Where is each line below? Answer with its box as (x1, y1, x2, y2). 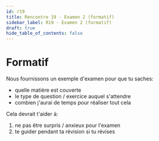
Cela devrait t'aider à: (6, 110, 58, 117)
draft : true (6, 25, 35, 31)
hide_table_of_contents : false (6, 31, 83, 36)
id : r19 (6, 8, 25, 15)
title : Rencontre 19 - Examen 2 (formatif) (6, 14, 115, 20)
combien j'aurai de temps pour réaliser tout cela (14, 99, 131, 106)
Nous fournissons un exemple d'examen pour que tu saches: (6, 75, 154, 82)
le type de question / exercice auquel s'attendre (14, 93, 131, 100)
